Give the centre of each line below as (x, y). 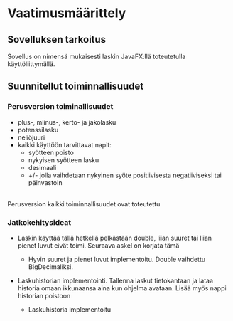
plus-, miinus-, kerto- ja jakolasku (67, 122)
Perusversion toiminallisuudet (60, 107)
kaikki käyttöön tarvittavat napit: (64, 144)
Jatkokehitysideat (39, 222)
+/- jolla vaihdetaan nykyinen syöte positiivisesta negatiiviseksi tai (125, 175)
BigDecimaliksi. (50, 267)
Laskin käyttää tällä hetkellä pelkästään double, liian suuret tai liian (114, 238)
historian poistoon (44, 295)
